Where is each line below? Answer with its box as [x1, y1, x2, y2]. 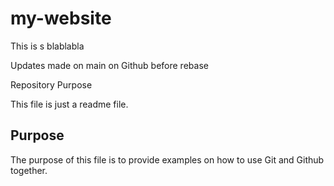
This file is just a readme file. [10, 98, 129, 110]
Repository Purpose [10, 78, 93, 91]
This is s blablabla [10, 40, 85, 52]
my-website [10, 7, 112, 30]
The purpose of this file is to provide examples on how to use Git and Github [10, 153, 325, 166]
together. [10, 164, 48, 176]
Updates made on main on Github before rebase [10, 59, 209, 71]
